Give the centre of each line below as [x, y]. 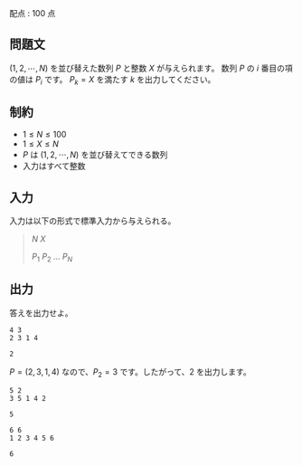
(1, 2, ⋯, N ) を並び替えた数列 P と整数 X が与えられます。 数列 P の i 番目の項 [151, 68]
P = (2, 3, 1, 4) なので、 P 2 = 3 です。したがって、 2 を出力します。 [130, 372]
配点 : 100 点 [33, 13]
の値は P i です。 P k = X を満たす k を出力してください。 [113, 80]
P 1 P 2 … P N [52, 258]
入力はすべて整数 [54, 166]
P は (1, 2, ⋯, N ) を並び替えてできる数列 [95, 155]
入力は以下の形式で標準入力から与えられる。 [93, 221]
